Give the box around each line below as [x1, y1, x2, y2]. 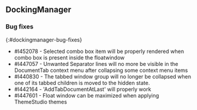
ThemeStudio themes [14, 98, 67, 105]
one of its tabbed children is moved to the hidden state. [14, 79, 150, 86]
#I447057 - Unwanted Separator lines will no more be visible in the [14, 60, 179, 67]
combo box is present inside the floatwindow [14, 54, 125, 61]
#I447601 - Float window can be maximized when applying [14, 92, 160, 99]
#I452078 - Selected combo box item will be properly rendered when [14, 48, 185, 55]
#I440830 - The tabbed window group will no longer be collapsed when [14, 73, 192, 80]
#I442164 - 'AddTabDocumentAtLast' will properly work [14, 86, 151, 93]
